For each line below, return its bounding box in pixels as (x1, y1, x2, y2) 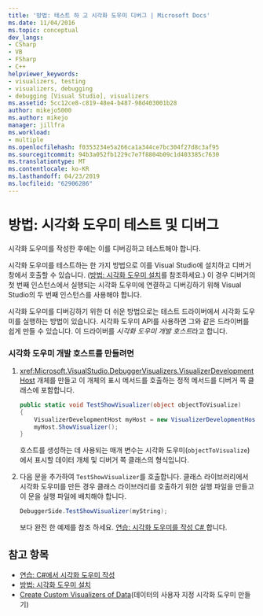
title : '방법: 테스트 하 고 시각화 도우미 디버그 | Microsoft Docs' (8, 11, 210, 20)
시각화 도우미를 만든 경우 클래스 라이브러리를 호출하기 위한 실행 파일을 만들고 (19, 481, 255, 492)
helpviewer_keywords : (8, 70, 79, 78)
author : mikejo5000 (8, 107, 72, 115)
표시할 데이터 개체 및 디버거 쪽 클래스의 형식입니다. (34, 456, 190, 465)
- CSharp (8, 41, 37, 49)
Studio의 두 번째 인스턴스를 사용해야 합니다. (8, 290, 142, 299)
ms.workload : (8, 128, 51, 136)
